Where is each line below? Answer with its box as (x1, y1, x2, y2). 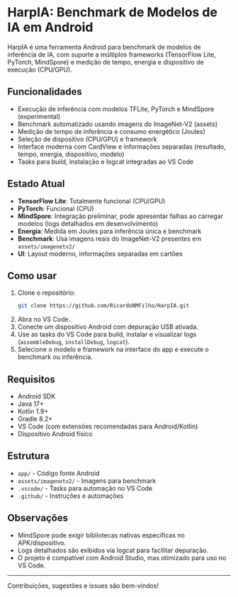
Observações (7, 512, 69, 524)
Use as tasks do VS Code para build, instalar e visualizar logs (17, 330, 197, 339)
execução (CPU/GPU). (7, 65, 72, 74)
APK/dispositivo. (17, 538, 66, 547)
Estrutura (7, 450, 50, 462)
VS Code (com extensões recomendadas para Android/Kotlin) (17, 422, 198, 431)
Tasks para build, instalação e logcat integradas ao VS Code (17, 157, 193, 166)
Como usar (7, 270, 57, 282)
